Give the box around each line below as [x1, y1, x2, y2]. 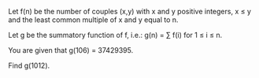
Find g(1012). [8, 61, 50, 70]
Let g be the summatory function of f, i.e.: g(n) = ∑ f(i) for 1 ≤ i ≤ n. [8, 31, 223, 39]
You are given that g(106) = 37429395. [8, 46, 134, 54]
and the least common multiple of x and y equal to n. [8, 15, 179, 24]
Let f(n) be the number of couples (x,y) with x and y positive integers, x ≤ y [8, 7, 252, 16]
